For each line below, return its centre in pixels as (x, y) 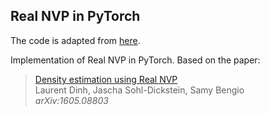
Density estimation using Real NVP (106, 79)
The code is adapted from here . (75, 40)
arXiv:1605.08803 (71, 100)
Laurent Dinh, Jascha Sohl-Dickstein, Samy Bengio (139, 90)
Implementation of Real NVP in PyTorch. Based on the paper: (135, 60)
